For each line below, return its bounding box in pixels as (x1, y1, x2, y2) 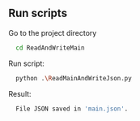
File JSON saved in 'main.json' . (15, 105, 129, 113)
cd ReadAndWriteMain (15, 44, 85, 52)
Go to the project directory (8, 28, 97, 37)
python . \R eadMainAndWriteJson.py (15, 74, 132, 82)
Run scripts (8, 6, 67, 20)
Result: (8, 89, 32, 98)
